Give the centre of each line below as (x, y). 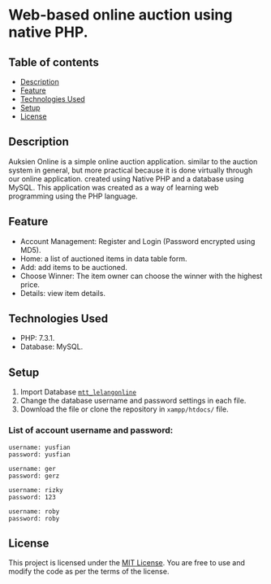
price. (30, 284)
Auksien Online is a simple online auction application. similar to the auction (133, 161)
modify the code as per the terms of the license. (89, 572)
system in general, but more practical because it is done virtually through (131, 170)
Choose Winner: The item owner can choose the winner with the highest (141, 276)
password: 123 (32, 497)
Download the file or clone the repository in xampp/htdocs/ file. (124, 409)
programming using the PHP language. (73, 196)
